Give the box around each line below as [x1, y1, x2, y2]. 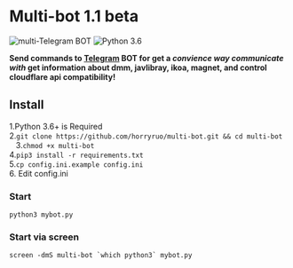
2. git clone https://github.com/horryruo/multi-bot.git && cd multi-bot [9, 130, 283, 141]
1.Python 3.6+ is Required [9, 121, 103, 131]
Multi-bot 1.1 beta [9, 6, 139, 27]
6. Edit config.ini [9, 168, 68, 178]
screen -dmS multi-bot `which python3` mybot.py [9, 251, 193, 260]
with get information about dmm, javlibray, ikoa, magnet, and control [9, 62, 268, 73]
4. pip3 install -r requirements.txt [9, 149, 144, 160]
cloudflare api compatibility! [9, 71, 116, 82]
